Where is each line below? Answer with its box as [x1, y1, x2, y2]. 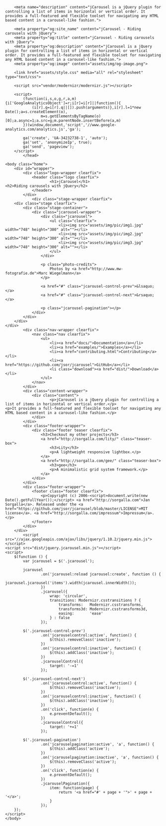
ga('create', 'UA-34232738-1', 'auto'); [23, 136, 108, 141]
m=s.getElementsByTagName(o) [40, 114, 101, 119]
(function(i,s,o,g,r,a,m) [23, 96, 77, 101]
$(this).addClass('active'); [49, 746, 110, 751]
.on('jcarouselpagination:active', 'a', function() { [40, 742, 155, 747]
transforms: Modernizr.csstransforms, [58, 602, 143, 607]
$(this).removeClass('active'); [49, 759, 117, 764]
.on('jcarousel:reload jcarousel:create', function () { [40, 572, 162, 577]
